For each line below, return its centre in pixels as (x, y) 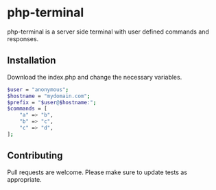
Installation (32, 61)
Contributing (35, 156)
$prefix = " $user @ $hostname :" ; (52, 102)
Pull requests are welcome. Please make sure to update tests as (97, 172)
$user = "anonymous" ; (38, 90)
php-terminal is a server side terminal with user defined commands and (108, 32)
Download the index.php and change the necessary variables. (95, 77)
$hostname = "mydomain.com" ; (49, 96)
